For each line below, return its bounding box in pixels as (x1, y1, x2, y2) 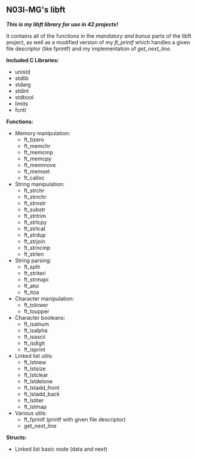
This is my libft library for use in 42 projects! (6, 20, 118, 28)
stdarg (14, 81, 31, 88)
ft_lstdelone (23, 377, 53, 385)
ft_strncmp (23, 244, 51, 251)
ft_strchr (23, 187, 45, 194)
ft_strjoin (23, 238, 46, 245)
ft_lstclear (23, 371, 48, 378)
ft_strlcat (23, 225, 46, 232)
